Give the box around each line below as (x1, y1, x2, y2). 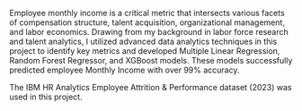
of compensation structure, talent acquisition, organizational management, (9, 17, 286, 28)
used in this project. (9, 91, 83, 102)
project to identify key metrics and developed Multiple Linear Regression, (9, 46, 280, 56)
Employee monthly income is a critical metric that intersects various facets (9, 8, 285, 18)
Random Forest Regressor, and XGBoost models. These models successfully (9, 55, 293, 65)
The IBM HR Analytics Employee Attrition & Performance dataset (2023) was (9, 82, 292, 92)
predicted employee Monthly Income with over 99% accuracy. (9, 64, 240, 75)
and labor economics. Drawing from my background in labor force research (9, 27, 289, 37)
